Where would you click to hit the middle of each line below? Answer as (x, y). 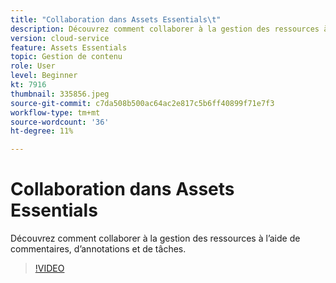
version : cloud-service (60, 38)
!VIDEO (49, 268)
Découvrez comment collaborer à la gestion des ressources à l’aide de (155, 238)
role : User (33, 66)
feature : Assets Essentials (69, 47)
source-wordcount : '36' (60, 122)
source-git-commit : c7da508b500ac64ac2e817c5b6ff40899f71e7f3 (142, 103)
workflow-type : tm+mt (55, 112)
